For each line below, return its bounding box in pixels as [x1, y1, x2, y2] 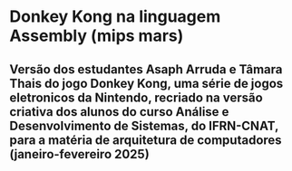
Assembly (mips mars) [9, 25, 184, 46]
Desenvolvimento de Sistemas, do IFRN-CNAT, [9, 118, 279, 133]
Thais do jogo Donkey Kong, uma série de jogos [9, 75, 284, 91]
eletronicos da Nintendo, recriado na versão [9, 90, 263, 105]
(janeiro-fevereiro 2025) [9, 147, 150, 162]
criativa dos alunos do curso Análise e [9, 104, 229, 119]
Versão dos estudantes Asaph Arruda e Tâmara [9, 62, 283, 77]
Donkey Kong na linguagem [9, 6, 221, 27]
